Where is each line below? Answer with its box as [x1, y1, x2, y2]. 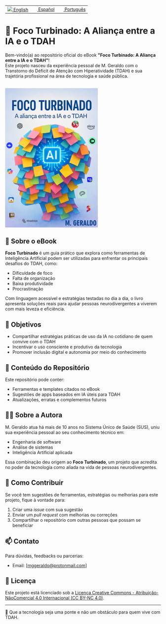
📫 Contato [5, 537, 40, 546]
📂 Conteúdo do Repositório [5, 364, 90, 372]
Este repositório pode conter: [5, 376, 65, 383]
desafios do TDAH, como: [5, 260, 58, 267]
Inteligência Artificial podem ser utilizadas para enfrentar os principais [5, 255, 148, 261]
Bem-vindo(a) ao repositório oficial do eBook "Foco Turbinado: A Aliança [5, 52, 156, 58]
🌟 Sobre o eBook [5, 237, 57, 246]
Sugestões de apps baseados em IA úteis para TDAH [12, 391, 121, 398]
